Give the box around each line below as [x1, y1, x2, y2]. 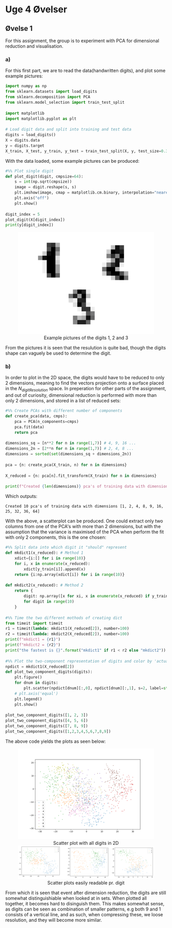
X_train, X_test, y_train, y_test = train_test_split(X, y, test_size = [5, 148, 161, 153]
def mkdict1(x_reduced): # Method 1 [5, 550, 83, 555]
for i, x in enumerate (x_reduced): [14, 561, 91, 566]
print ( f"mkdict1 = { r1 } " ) [5, 637, 60, 642]
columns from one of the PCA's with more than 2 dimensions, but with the [5, 524, 161, 530]
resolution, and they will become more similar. [5, 917, 102, 923]
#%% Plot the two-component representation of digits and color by [5, 659, 153, 664]
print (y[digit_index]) [5, 222, 54, 228]
